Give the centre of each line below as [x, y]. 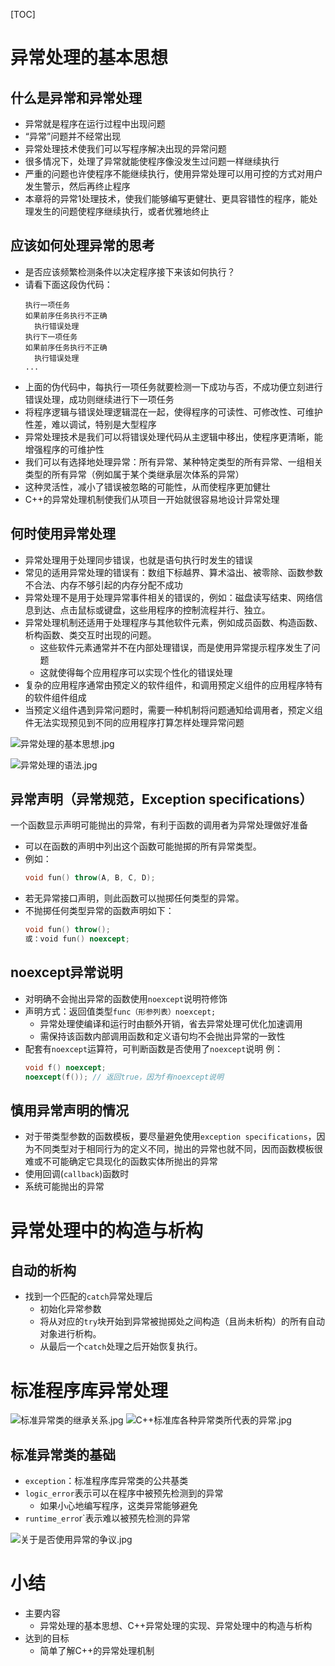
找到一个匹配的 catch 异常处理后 [88, 1296]
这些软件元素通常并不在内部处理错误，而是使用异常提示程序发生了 [175, 647]
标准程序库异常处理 [89, 1390]
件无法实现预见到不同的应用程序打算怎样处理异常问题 [134, 722]
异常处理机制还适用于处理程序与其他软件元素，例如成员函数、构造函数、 [173, 622]
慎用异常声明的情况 [69, 1110]
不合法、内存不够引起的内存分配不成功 [103, 585]
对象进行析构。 [70, 1334]
